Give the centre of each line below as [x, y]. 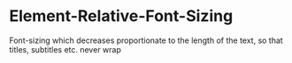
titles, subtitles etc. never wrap [65, 49]
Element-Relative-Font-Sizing [121, 16]
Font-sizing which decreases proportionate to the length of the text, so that [146, 40]
